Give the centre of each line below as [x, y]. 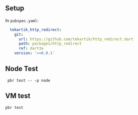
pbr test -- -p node [29, 80]
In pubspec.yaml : [22, 20]
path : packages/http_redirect [50, 44]
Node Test [22, 69]
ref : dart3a [31, 48]
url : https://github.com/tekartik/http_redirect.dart [76, 39]
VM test [18, 96]
